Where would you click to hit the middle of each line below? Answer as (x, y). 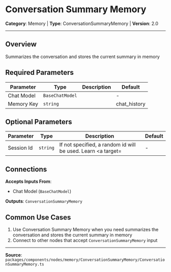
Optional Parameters (39, 121)
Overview (21, 44)
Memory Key (23, 104)
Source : (14, 255)
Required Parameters (39, 73)
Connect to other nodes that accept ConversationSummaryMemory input (85, 240)
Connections (26, 169)
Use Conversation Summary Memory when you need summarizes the (85, 229)
